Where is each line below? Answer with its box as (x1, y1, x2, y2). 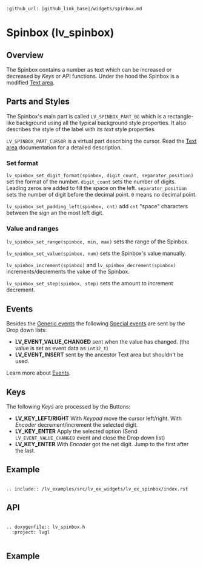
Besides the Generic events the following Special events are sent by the (6, 320, 185, 327)
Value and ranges (6, 225, 59, 233)
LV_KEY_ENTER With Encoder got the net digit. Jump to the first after (15, 441, 189, 448)
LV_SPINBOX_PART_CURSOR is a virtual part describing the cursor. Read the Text (6, 137, 197, 144)
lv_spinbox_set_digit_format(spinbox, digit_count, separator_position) (6, 173, 194, 179)
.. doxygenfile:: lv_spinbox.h (6, 524, 85, 530)
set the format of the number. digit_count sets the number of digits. (6, 178, 176, 185)
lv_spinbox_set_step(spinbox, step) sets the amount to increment (6, 280, 174, 287)
